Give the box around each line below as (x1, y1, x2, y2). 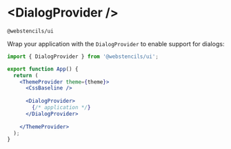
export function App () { (7, 66, 79, 72)
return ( (13, 72, 39, 79)
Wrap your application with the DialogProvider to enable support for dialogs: (7, 39, 225, 48)
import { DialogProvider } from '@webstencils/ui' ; (7, 53, 159, 60)
